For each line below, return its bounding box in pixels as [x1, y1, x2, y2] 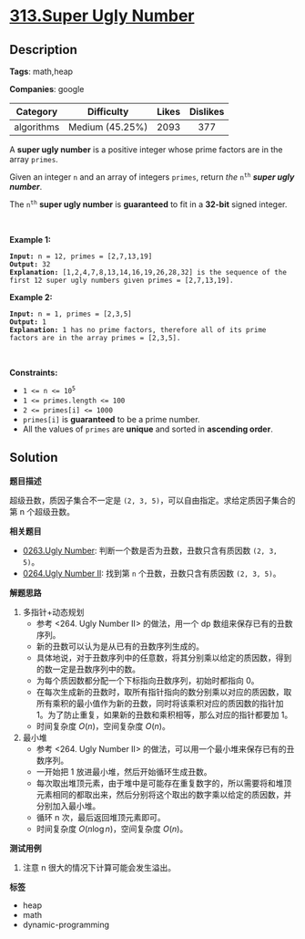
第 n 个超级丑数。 [9, 506, 76, 516]
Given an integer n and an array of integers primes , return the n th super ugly [9, 172, 295, 183]
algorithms [14, 120, 60, 133]
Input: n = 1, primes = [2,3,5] [9, 309, 132, 318]
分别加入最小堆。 [36, 800, 101, 811]
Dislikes [189, 106, 225, 118]
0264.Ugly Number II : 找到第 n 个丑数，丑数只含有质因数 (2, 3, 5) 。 [22, 568, 281, 579]
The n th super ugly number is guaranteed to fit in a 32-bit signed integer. [9, 199, 288, 210]
